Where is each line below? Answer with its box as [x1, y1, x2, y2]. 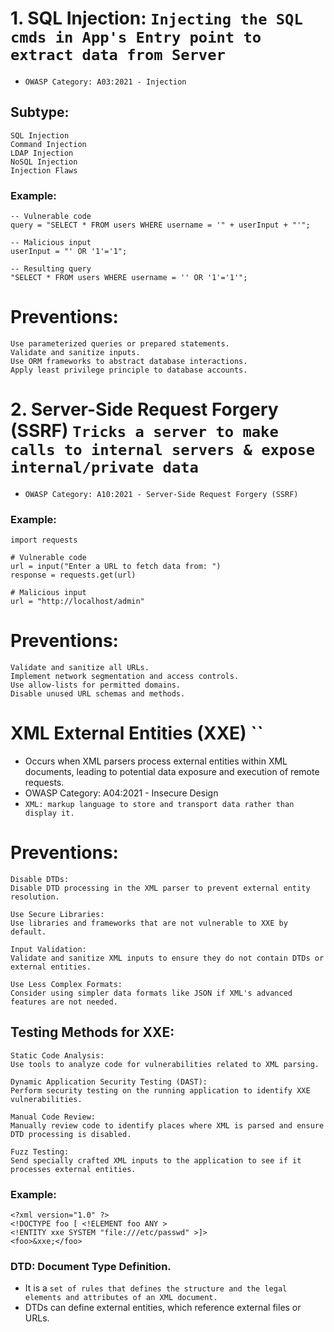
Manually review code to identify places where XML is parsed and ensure [10, 1120, 325, 1131]
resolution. [10, 892, 60, 902]
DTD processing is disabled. [10, 1129, 132, 1139]
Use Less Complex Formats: [10, 980, 123, 990]
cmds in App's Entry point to [10, 28, 262, 47]
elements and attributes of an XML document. [24, 1293, 218, 1303]
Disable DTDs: [10, 875, 70, 885]
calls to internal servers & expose [10, 441, 316, 460]
